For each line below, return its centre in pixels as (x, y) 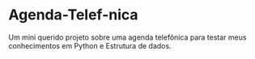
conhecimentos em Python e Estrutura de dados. (90, 45)
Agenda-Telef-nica (74, 15)
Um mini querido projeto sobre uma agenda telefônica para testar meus (127, 37)
